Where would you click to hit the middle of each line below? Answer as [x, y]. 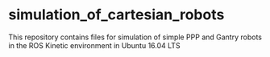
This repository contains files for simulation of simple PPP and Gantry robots [135, 37]
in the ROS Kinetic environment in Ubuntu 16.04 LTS [94, 45]
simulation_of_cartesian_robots [116, 15]
